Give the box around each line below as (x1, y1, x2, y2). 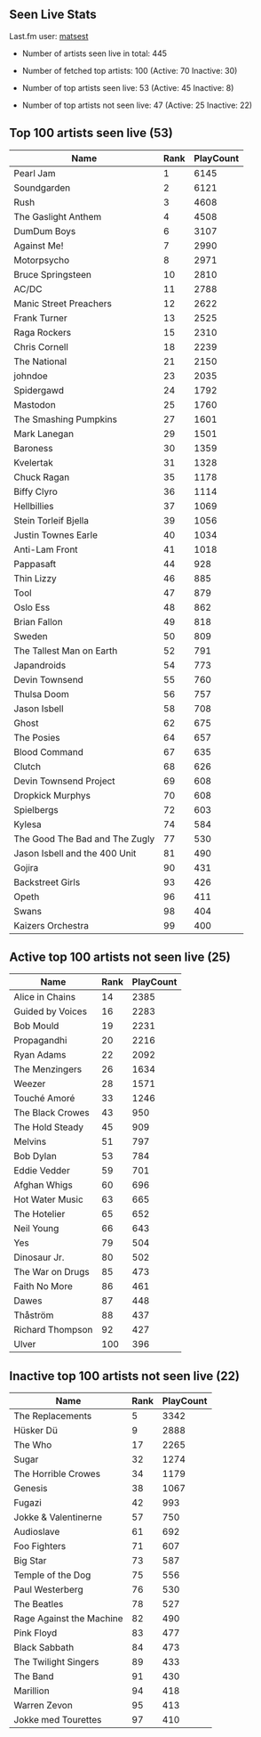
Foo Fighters (13, 1540, 67, 1553)
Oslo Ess (13, 601, 51, 613)
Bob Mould (13, 1019, 59, 1032)
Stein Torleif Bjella (13, 514, 89, 526)
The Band (13, 1670, 55, 1683)
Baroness (13, 442, 53, 454)
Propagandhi (13, 1035, 67, 1047)
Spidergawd (13, 384, 65, 396)
